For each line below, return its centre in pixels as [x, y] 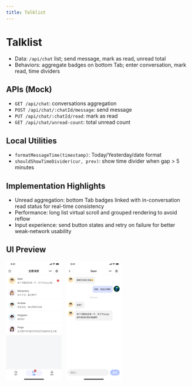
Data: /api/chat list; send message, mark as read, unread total [90, 58]
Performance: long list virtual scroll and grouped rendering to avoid [96, 212]
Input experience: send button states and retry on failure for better [95, 225]
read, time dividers [37, 71]
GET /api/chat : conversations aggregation [65, 103]
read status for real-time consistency [59, 206]
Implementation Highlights [56, 186]
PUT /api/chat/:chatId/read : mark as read [66, 116]
